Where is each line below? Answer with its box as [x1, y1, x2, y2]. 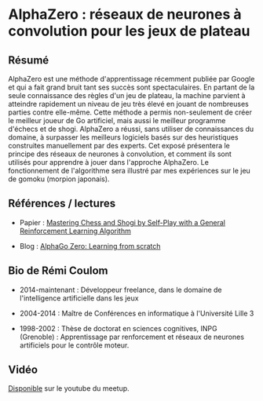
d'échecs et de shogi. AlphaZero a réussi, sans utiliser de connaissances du [8, 124, 254, 133]
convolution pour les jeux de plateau [8, 22, 250, 40]
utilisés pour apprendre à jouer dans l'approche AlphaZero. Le [8, 158, 210, 166]
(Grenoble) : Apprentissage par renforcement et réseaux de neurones [19, 332, 245, 341]
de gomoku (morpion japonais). [8, 174, 110, 184]
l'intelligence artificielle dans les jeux [19, 293, 139, 303]
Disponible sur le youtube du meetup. [8, 384, 130, 393]
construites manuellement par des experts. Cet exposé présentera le [8, 141, 230, 150]
